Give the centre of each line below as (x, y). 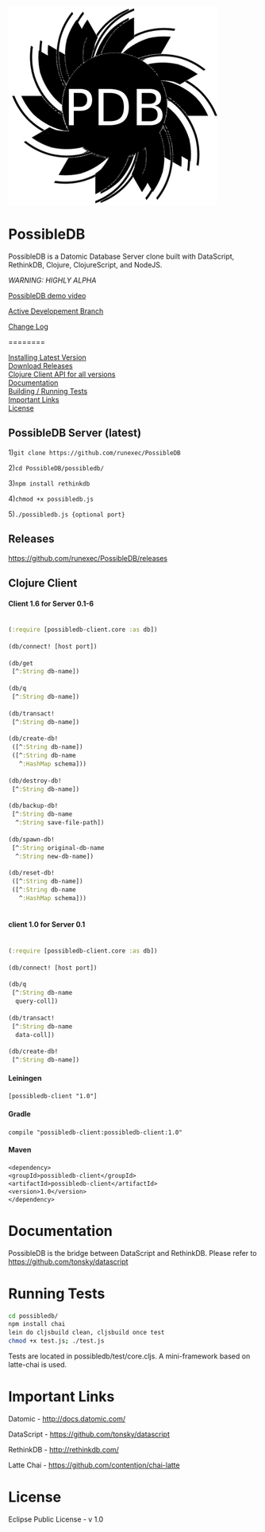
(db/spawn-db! (32, 839)
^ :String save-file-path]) (60, 823)
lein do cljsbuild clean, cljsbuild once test (86, 1333)
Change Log (29, 326)
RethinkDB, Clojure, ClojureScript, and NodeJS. (85, 264)
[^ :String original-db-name (58, 848)
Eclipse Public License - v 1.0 (56, 1519)
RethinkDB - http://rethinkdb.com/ (63, 1450)
